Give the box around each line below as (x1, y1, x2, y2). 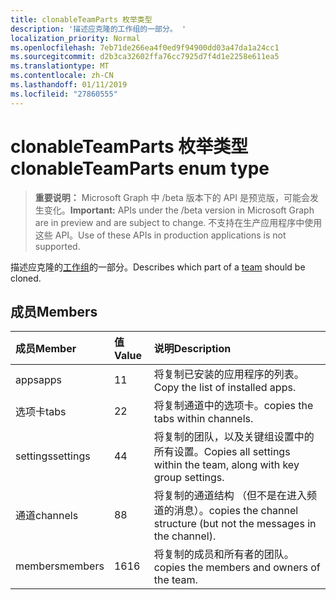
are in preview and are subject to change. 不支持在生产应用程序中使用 (34, 216, 323, 228)
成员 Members (10, 303, 98, 320)
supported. (34, 240, 81, 252)
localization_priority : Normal (10, 33, 141, 43)
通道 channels (15, 509, 79, 523)
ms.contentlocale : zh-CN (10, 71, 114, 81)
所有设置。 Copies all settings (153, 445, 291, 459)
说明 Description (153, 342, 232, 356)
